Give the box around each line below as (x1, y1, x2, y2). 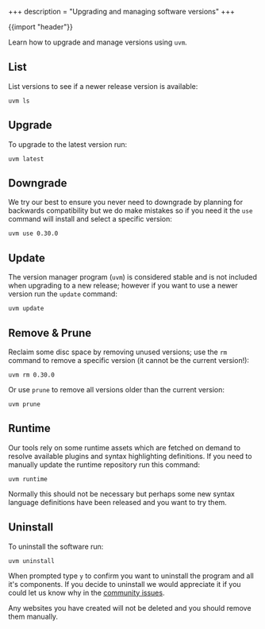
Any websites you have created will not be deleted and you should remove (8, 603, 252, 612)
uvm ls (8, 97, 30, 105)
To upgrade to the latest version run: (8, 139, 128, 149)
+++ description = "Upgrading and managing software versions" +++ (8, 7, 236, 16)
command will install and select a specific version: (8, 214, 172, 224)
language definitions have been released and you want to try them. (8, 497, 228, 507)
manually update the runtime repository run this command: (8, 460, 201, 469)
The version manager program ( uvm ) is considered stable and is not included (8, 272, 258, 282)
